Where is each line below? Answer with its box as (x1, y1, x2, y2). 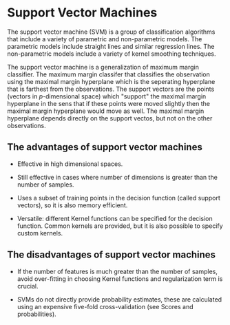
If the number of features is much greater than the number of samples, (17, 267, 218, 275)
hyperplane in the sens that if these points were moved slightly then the (7, 99, 211, 107)
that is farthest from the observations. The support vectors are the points (7, 85, 215, 93)
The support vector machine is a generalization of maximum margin (7, 63, 200, 71)
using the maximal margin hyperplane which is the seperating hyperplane (7, 77, 216, 85)
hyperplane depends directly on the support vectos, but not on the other (7, 114, 213, 122)
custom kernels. (17, 229, 63, 237)
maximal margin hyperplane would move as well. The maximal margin (7, 107, 205, 115)
